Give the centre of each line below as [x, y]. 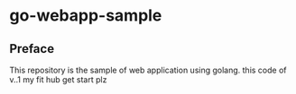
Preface [32, 49]
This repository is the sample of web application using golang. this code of [148, 70]
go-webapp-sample [86, 16]
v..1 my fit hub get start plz [58, 80]
